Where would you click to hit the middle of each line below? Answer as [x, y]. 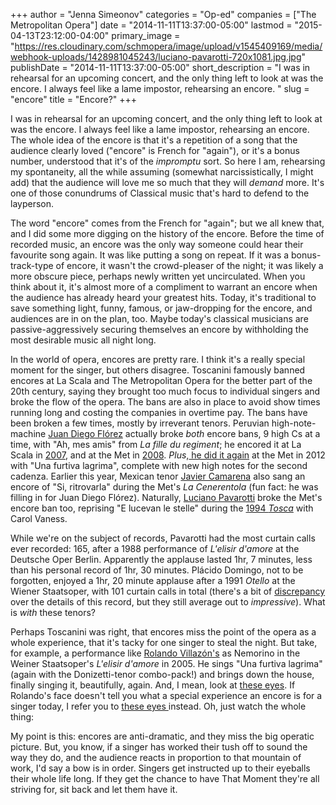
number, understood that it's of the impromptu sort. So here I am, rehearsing [168, 161]
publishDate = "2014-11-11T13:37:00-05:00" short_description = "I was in [160, 67]
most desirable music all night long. [83, 340]
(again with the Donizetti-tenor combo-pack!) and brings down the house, [162, 674]
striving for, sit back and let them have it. [94, 789]
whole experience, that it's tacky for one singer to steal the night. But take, [164, 642]
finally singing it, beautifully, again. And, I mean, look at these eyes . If [153, 685]
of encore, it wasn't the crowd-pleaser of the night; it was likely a [189, 265]
